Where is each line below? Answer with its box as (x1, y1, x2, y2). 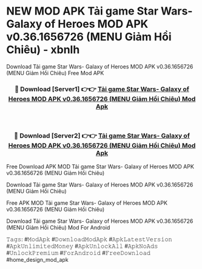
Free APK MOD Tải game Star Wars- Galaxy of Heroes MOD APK (6, 199, 168, 207)
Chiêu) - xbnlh (6, 43, 80, 57)
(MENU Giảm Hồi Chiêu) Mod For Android (6, 224, 110, 231)
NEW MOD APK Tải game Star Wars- (6, 4, 193, 18)
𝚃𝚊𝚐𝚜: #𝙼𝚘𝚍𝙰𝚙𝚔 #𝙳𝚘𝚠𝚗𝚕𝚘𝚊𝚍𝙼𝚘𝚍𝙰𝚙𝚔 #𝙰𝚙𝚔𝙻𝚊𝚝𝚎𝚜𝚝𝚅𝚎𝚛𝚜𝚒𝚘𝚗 (6, 235, 173, 243)
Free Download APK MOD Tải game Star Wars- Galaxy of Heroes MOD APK (6, 162, 194, 170)
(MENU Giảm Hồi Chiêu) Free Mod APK (6, 69, 104, 76)
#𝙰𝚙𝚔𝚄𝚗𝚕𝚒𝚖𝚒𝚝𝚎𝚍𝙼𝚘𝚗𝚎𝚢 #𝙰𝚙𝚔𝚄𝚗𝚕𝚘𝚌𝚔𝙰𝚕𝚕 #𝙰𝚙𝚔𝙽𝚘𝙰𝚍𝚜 (6, 242, 158, 250)
